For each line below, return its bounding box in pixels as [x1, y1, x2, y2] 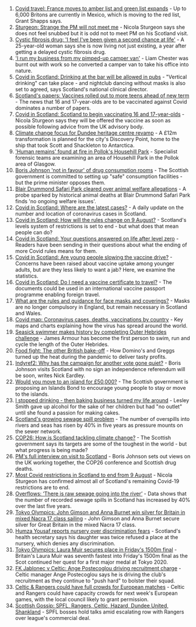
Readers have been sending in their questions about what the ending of [15, 241, 187, 248]
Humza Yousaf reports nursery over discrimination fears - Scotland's [15, 527, 181, 535]
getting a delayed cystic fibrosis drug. [15, 49, 107, 55]
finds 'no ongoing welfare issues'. [15, 198, 96, 204]
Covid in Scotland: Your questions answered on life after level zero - [15, 235, 179, 242]
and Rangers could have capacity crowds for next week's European [15, 590, 178, 597]
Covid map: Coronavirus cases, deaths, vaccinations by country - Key [15, 316, 183, 323]
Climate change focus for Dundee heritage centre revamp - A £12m [15, 129, 177, 136]
